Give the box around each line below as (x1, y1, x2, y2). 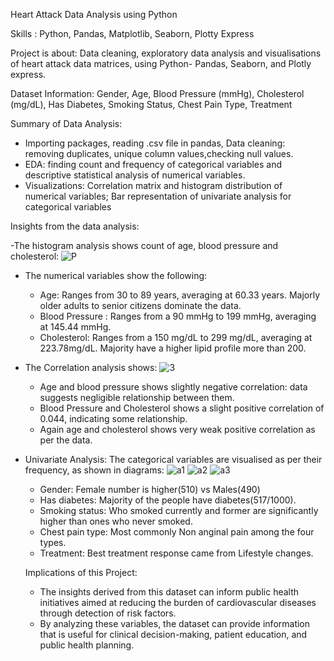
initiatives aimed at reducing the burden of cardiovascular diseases (39, 597, 317, 608)
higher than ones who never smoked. (39, 515, 193, 527)
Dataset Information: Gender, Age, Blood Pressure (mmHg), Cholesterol (10, 88, 305, 99)
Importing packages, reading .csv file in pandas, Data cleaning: (24, 137, 286, 149)
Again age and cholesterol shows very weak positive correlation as (39, 424, 316, 435)
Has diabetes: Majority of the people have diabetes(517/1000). (39, 494, 297, 506)
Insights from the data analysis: (10, 220, 140, 232)
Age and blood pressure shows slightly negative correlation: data (39, 381, 308, 393)
